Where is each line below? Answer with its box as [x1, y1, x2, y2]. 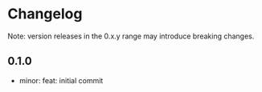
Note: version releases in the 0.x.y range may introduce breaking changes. [7, 31, 255, 41]
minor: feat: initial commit [18, 75, 104, 85]
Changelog [7, 5, 83, 23]
